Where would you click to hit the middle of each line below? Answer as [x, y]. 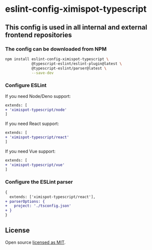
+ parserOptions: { [25, 201]
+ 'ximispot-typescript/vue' [35, 165]
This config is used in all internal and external [76, 27]
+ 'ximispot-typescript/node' [36, 110]
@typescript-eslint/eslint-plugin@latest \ [76, 63]
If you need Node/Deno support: [38, 96]
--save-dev [43, 73]
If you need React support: [32, 124]
